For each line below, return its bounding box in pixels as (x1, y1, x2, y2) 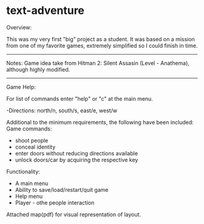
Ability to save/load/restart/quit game (15, 186, 109, 193)
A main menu (15, 180, 49, 187)
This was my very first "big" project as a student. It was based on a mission (6, 35, 195, 42)
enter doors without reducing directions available (15, 149, 138, 157)
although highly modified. (6, 66, 70, 73)
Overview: (6, 24, 32, 31)
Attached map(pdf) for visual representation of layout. (6, 211, 141, 218)
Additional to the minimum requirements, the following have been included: (6, 118, 194, 126)
